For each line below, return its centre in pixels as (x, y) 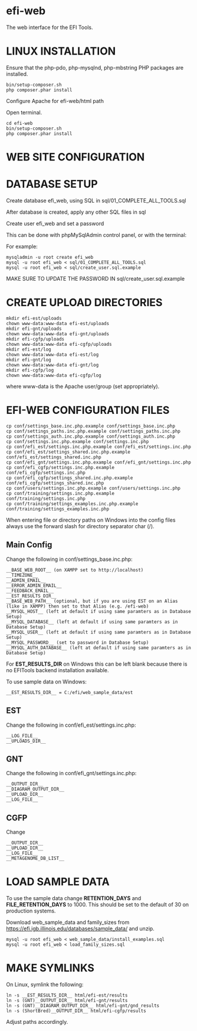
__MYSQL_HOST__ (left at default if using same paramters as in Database (99, 611)
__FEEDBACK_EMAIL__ (30, 590)
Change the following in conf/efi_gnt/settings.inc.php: (71, 773)
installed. (17, 74)
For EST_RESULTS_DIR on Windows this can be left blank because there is (97, 664)
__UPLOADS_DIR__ (26, 741)
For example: (22, 246)
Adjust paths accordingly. (37, 1022)
